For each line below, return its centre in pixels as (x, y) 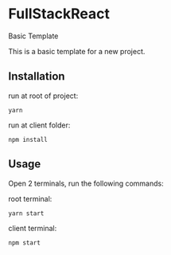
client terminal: (33, 228)
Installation (37, 76)
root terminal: (30, 198)
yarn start (26, 213)
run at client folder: (39, 125)
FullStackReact (59, 14)
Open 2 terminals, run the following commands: (86, 183)
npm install (28, 139)
